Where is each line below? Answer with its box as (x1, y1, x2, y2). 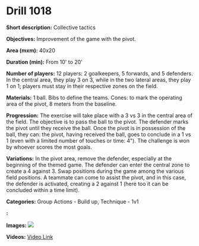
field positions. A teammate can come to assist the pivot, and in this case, (6, 174, 187, 181)
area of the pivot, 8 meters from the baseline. (6, 100, 117, 108)
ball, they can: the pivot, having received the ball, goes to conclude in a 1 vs (6, 131, 191, 138)
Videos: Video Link (6, 233, 53, 240)
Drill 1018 (6, 4, 52, 18)
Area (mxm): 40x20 (6, 46, 55, 54)
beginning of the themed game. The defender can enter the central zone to (6, 161, 190, 168)
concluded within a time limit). (6, 186, 80, 194)
